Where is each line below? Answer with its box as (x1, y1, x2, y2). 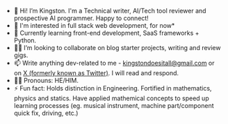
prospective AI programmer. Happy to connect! (13, 14, 149, 22)
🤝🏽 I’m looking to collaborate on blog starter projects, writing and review (13, 44, 221, 52)
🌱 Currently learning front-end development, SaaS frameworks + (13, 29, 199, 37)
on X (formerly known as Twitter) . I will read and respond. (13, 69, 179, 77)
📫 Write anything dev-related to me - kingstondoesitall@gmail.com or (13, 59, 215, 67)
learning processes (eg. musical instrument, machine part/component (13, 102, 214, 109)
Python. (13, 36, 37, 45)
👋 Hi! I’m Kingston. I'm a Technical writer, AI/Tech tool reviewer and (13, 7, 206, 15)
